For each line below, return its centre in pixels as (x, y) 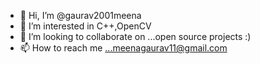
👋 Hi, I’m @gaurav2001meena (80, 15)
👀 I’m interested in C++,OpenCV (85, 26)
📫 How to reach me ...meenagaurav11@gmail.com (123, 48)
